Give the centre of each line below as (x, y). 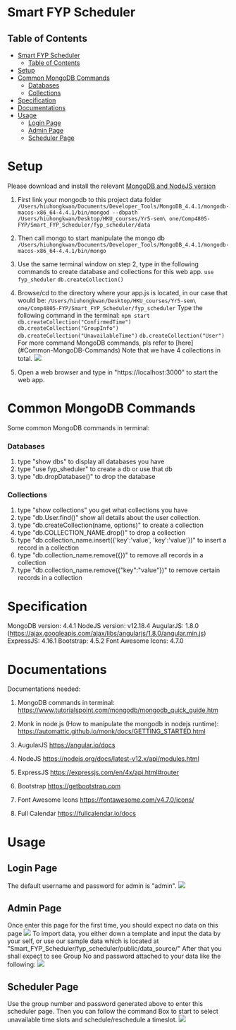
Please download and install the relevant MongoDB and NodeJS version (112, 186)
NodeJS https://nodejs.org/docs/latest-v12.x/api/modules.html (108, 759)
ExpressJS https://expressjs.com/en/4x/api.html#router (98, 772)
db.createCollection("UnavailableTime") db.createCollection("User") (121, 336)
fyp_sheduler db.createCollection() (70, 280)
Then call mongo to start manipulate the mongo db (91, 238)
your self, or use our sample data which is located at (83, 941)
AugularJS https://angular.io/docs (66, 745)
